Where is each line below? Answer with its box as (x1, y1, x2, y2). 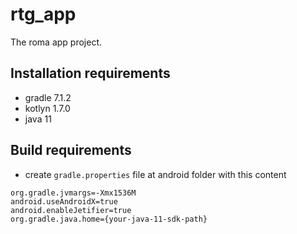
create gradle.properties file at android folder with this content (24, 168, 287, 180)
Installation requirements (10, 65, 171, 82)
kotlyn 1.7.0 (24, 102, 71, 114)
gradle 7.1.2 (24, 91, 72, 103)
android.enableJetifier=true (10, 205, 132, 215)
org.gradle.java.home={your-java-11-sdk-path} (10, 214, 208, 224)
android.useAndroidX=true (10, 196, 118, 207)
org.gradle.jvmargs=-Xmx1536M (10, 188, 137, 198)
